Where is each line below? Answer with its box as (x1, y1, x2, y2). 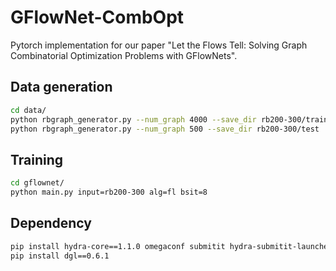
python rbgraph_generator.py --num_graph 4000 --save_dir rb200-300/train (10, 114, 329, 125)
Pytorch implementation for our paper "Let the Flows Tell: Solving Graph (10, 39, 308, 51)
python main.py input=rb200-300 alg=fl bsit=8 (10, 187, 208, 198)
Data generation (10, 79, 113, 96)
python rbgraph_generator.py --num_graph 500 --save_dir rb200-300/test (10, 124, 320, 134)
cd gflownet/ (10, 178, 65, 188)
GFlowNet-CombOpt (10, 6, 185, 29)
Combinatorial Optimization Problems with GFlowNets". (10, 49, 238, 61)
